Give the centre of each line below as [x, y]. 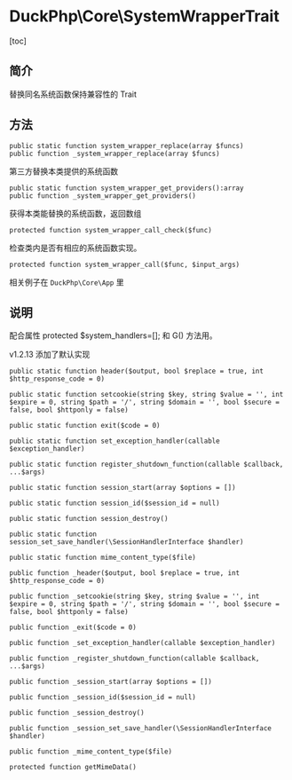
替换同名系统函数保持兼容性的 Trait [73, 94]
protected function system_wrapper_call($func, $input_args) [125, 264]
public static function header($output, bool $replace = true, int [137, 371]
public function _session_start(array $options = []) [111, 682]
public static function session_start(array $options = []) [123, 488]
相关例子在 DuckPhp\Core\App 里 [67, 282]
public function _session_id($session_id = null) [103, 697]
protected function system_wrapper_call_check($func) [111, 230]
